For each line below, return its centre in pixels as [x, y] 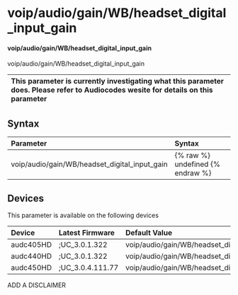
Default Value [148, 233]
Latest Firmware [87, 233]
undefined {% [198, 164]
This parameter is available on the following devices [83, 215]
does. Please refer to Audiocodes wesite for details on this [112, 90]
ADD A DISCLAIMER [36, 285]
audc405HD [31, 245]
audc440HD [31, 256]
